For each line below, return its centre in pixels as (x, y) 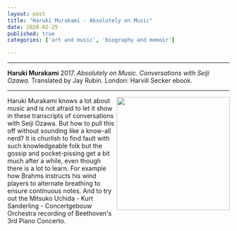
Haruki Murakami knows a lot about (59, 101)
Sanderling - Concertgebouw (50, 206)
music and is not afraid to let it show (60, 108)
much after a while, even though (54, 161)
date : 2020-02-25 (33, 27)
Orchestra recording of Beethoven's (60, 213)
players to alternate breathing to (54, 184)
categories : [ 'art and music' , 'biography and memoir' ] (91, 40)
